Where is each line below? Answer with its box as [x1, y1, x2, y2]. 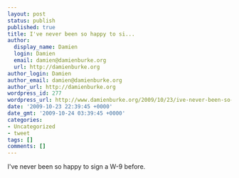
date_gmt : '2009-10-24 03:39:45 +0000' [7, 110, 126, 117]
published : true [7, 23, 55, 31]
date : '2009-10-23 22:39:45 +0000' [7, 103, 113, 110]
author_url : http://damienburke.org [7, 83, 116, 90]
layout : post [7, 10, 46, 18]
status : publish [7, 17, 55, 24]
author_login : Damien [7, 70, 72, 77]
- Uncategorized [7, 122, 55, 130]
